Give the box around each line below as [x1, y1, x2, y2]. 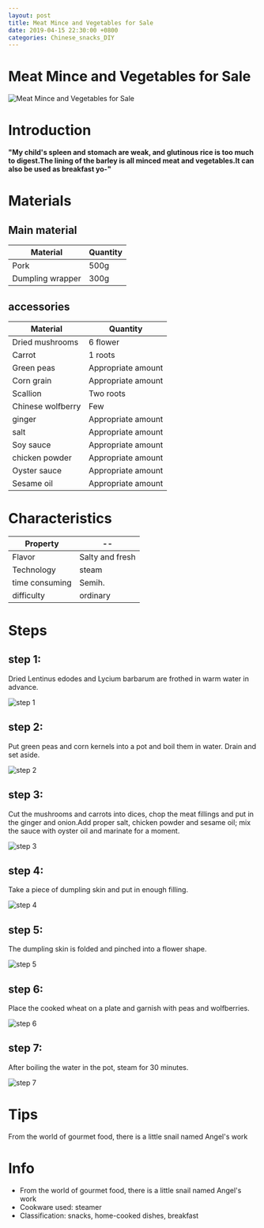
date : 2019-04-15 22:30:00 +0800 [8, 26, 119, 34]
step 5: [8, 923, 43, 936]
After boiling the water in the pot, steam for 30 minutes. [8, 1062, 189, 1072]
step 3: [8, 788, 43, 802]
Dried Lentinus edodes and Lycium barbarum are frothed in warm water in [8, 673, 249, 684]
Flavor [12, 551, 36, 562]
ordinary [79, 590, 111, 601]
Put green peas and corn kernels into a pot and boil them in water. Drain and [8, 741, 257, 751]
